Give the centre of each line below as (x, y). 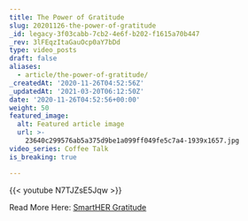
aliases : (25, 67)
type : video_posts (43, 50)
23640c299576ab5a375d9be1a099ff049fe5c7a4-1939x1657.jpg (132, 141)
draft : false (33, 58)
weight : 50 (29, 108)
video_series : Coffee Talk (59, 149)
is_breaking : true (43, 157)
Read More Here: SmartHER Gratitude (78, 207)
